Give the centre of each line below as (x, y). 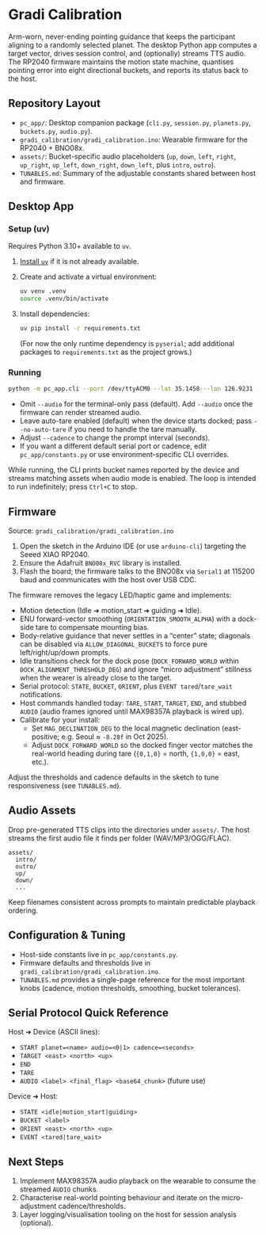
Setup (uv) (29, 229)
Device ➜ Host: (33, 1096)
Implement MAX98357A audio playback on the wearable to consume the (138, 1181)
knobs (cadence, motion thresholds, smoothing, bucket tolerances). (130, 988)
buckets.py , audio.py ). (56, 131)
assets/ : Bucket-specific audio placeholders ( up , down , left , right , (127, 156)
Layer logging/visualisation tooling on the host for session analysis (128, 1214)
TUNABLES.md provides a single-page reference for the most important (132, 979)
